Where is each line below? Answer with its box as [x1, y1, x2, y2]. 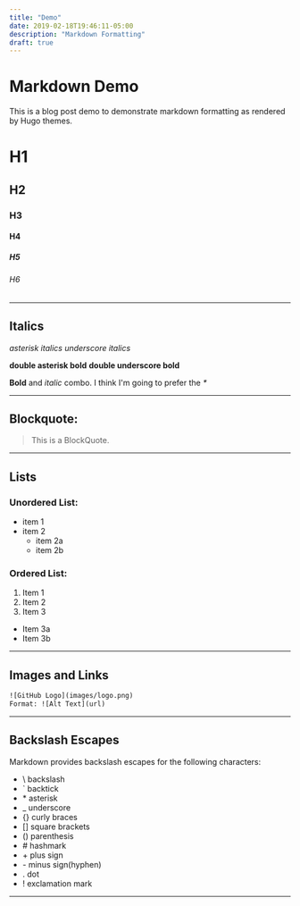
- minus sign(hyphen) [21, 859, 102, 869]
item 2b [35, 545, 64, 556]
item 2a [35, 535, 64, 546]
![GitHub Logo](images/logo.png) [9, 692, 134, 700]
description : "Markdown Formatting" [9, 29, 146, 38]
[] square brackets [21, 821, 91, 832]
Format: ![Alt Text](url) [9, 700, 105, 709]
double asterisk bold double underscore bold [9, 359, 180, 371]
